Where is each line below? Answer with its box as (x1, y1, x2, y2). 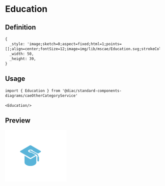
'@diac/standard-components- (62, 88, 122, 93)
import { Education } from (5, 88, 60, 93)
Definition (5, 23, 36, 31)
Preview (5, 117, 31, 125)
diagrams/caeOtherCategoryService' (5, 93, 78, 98)
